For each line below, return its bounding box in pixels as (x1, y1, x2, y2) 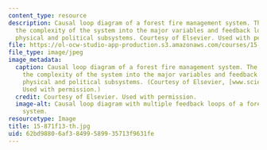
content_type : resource (8, 11, 87, 20)
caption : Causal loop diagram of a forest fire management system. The (15, 63, 258, 71)
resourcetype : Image (8, 115, 77, 123)
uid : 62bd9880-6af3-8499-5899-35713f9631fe (8, 129, 155, 137)
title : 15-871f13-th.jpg (8, 122, 91, 130)
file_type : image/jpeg (8, 48, 83, 56)
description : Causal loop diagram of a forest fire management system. (8, 19, 250, 27)
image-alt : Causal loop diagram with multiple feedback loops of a (15, 100, 244, 108)
